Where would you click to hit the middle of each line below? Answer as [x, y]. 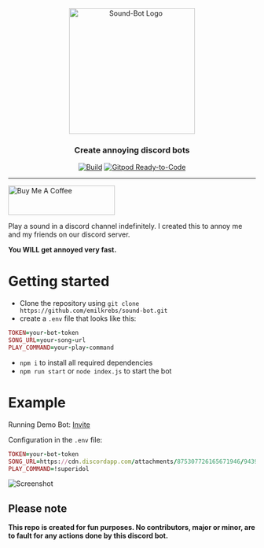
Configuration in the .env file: [55, 440]
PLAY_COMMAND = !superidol [49, 469]
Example [37, 403]
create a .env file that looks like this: [78, 318]
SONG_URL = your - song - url [47, 340]
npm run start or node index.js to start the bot [95, 371]
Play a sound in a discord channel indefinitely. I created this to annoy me [125, 226]
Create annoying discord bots [132, 150]
